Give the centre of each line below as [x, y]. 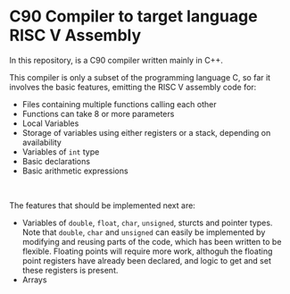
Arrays [34, 280]
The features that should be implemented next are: [103, 205]
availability [42, 142]
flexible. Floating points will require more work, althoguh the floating [147, 251]
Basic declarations [56, 161]
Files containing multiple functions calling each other [119, 104]
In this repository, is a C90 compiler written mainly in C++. [116, 60]
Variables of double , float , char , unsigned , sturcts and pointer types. [147, 223]
